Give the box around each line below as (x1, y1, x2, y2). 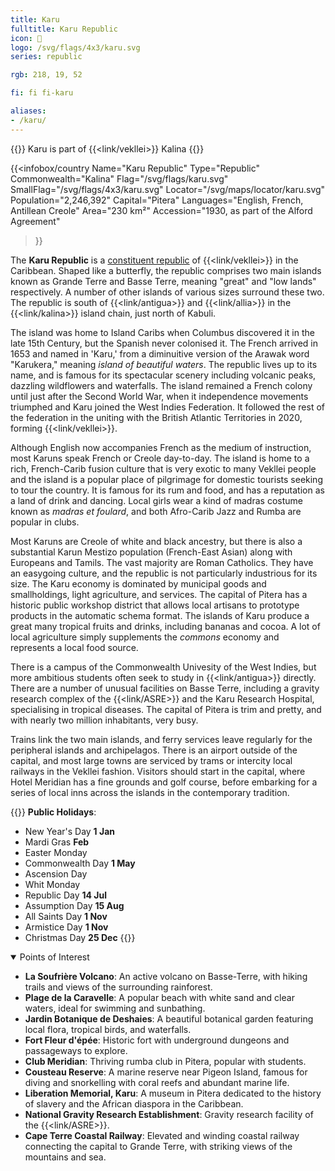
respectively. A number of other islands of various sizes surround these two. (10, 286, 325, 298)
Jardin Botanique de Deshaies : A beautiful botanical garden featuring (24, 1012, 314, 1025)
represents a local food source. (10, 641, 139, 653)
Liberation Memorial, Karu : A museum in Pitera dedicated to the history (24, 1087, 322, 1099)
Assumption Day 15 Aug (24, 899, 125, 911)
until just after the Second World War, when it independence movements (10, 390, 309, 402)
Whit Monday (24, 878, 81, 890)
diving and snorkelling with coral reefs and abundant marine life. (24, 1076, 290, 1088)
